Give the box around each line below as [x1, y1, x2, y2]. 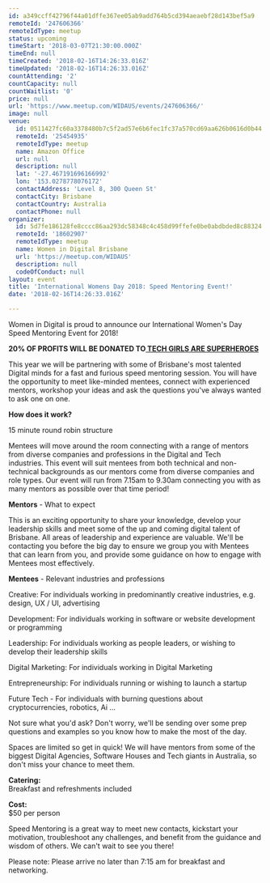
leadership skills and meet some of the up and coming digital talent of [8, 524, 241, 533]
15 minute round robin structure [8, 426, 113, 435]
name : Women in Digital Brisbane [15, 245, 129, 253]
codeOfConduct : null [15, 268, 85, 276]
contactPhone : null [15, 207, 82, 215]
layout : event [8, 275, 57, 283]
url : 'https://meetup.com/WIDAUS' [15, 253, 132, 261]
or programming [8, 622, 63, 632]
